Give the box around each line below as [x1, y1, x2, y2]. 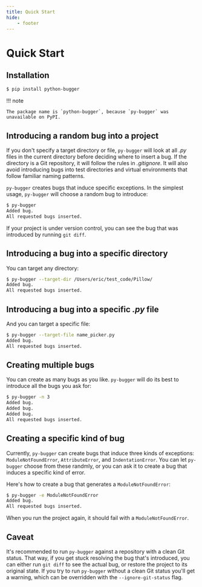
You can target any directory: [6, 264, 79, 272]
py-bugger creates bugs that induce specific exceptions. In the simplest [6, 184, 184, 191]
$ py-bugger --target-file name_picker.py [6, 332, 115, 338]
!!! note [6, 97, 24, 105]
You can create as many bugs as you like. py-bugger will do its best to [6, 376, 180, 383]
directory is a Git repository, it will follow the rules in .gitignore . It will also [6, 160, 189, 167]
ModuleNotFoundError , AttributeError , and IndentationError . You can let [6, 456, 187, 463]
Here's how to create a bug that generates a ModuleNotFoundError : [6, 480, 171, 488]
